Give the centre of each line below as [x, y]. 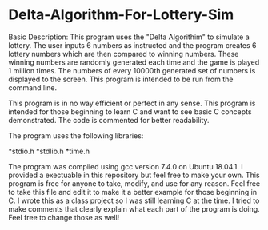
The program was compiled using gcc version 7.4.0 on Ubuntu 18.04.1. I [126, 166]
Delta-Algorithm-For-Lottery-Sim [121, 15]
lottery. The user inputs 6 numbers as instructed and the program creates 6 [133, 45]
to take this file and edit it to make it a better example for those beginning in [133, 192]
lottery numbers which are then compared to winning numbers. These [124, 54]
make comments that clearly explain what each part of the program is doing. [134, 208]
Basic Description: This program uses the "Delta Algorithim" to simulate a [129, 37]
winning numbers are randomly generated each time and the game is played [134, 62]
